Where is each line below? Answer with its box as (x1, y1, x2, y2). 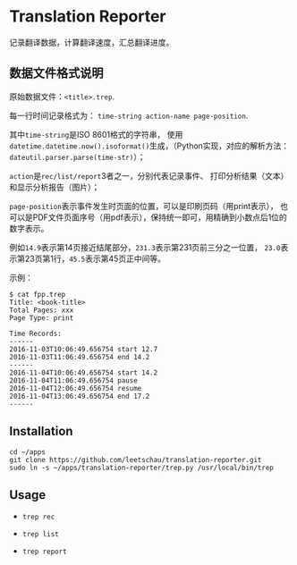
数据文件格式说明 (9, 65, 104, 81)
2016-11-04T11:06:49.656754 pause (9, 375, 139, 385)
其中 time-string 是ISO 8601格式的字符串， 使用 (9, 129, 183, 139)
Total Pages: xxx (9, 306, 74, 315)
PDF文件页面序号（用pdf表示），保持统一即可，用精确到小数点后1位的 (32, 212, 288, 223)
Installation (9, 424, 73, 439)
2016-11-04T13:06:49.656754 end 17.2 (9, 392, 150, 401)
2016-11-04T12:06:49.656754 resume (9, 384, 142, 392)
